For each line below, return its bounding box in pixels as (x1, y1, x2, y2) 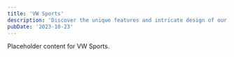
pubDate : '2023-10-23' (7, 23, 74, 30)
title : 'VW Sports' (7, 10, 64, 17)
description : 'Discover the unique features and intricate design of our (7, 17, 228, 24)
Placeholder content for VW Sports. (7, 42, 110, 51)
